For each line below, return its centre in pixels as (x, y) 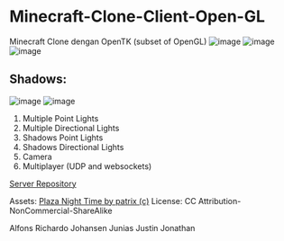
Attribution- (220, 201)
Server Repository (43, 183)
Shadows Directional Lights (73, 147)
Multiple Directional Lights (71, 128)
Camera (37, 156)
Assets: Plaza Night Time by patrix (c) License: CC (103, 201)
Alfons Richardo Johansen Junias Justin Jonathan (102, 228)
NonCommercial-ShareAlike (61, 210)
